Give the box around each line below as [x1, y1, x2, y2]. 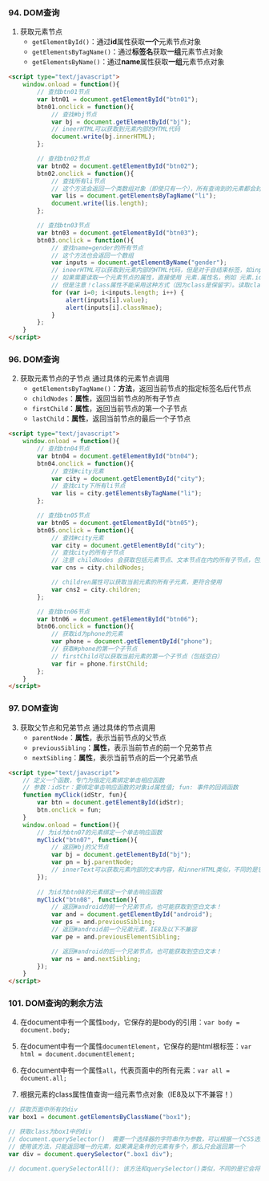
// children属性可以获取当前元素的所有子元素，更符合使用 [50, 578, 223, 587]
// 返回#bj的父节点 [50, 843, 110, 852]
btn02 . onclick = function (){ [37, 169, 134, 177]
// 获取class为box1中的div [8, 1128, 92, 1136]
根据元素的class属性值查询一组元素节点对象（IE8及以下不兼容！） [19, 1089, 238, 1099]
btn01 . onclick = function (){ [37, 103, 134, 111]
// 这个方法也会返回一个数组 [50, 251, 134, 259]
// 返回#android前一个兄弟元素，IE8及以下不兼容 [50, 926, 198, 934]
